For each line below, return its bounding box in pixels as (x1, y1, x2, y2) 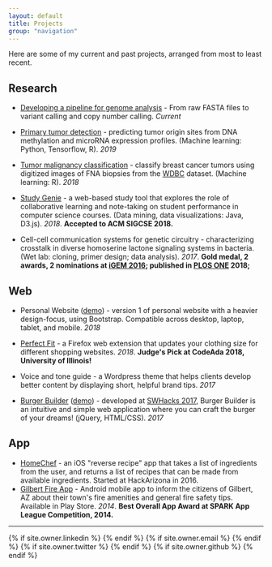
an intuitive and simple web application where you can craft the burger (19, 405, 257, 414)
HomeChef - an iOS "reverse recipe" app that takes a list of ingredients (19, 457, 257, 467)
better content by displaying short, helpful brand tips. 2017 (19, 380, 216, 389)
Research (8, 81, 58, 95)
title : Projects (8, 19, 63, 28)
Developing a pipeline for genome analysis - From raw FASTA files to (19, 103, 249, 113)
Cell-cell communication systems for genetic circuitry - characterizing (19, 234, 255, 244)
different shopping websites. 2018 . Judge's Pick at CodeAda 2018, (19, 347, 245, 357)
